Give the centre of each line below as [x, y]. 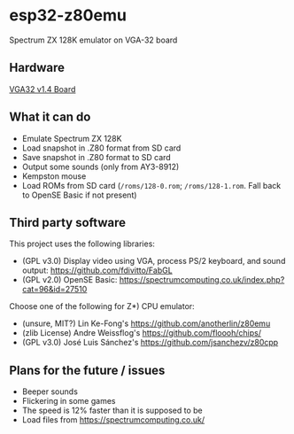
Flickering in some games [69, 401]
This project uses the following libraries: [82, 244]
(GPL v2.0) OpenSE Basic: [70, 280]
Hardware [37, 68]
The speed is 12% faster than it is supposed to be [112, 411]
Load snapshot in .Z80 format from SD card [101, 148]
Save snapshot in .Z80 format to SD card [96, 157]
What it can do [50, 117]
